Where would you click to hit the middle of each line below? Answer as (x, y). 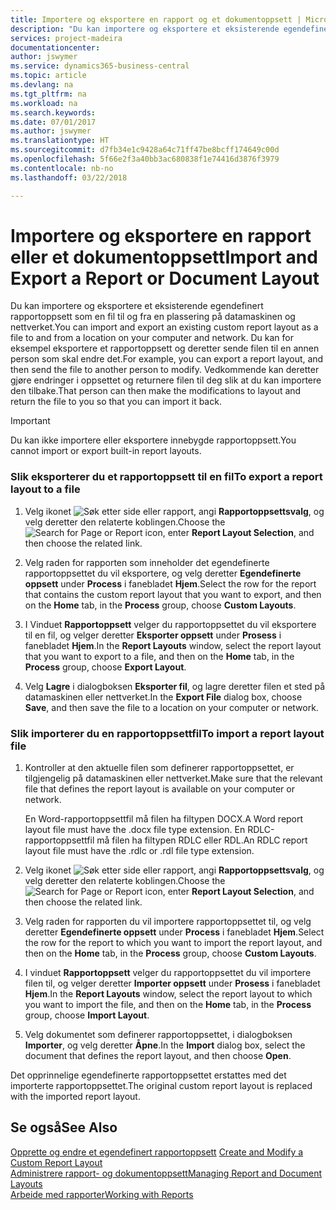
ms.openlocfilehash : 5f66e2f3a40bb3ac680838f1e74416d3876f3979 (145, 159)
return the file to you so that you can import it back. (116, 402)
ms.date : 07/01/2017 (53, 122)
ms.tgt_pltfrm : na (48, 94)
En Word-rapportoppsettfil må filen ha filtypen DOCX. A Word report (164, 819)
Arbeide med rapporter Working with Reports (102, 1194)
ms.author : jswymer (51, 131)
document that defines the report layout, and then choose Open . (158, 1056)
